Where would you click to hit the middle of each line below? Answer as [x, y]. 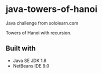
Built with [21, 48]
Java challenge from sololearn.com [42, 23]
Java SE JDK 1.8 [29, 60]
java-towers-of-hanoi [52, 9]
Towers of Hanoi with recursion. [38, 32]
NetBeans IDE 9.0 [31, 65]
